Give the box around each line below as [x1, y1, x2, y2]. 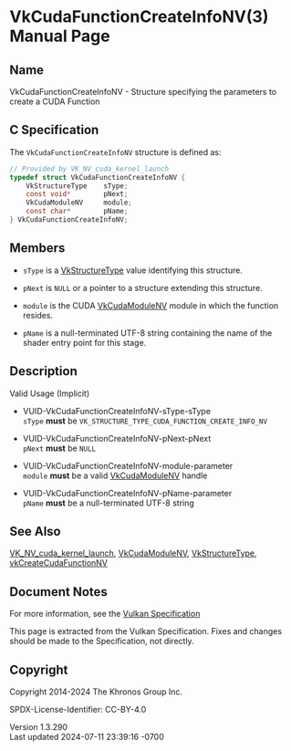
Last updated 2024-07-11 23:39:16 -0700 [9, 732, 164, 742]
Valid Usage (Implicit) [9, 388, 90, 399]
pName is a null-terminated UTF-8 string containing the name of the [22, 327, 273, 339]
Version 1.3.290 [9, 722, 68, 732]
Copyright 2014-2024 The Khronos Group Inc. [9, 686, 182, 697]
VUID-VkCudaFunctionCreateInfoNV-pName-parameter [22, 487, 233, 498]
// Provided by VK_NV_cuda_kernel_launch [9, 164, 170, 173]
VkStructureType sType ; [26, 181, 129, 191]
